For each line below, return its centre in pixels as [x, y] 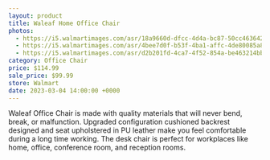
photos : [21, 31]
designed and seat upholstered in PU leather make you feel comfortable [127, 130]
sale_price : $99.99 [41, 76]
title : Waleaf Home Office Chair [64, 23]
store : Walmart [34, 83]
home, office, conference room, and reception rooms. [97, 148]
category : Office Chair [48, 61]
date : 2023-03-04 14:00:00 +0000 [64, 90]
